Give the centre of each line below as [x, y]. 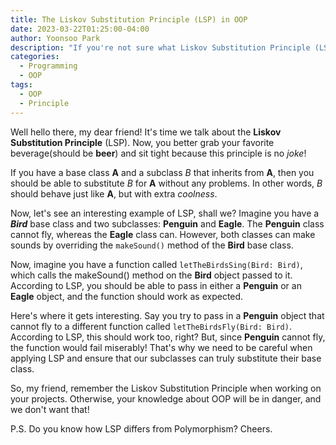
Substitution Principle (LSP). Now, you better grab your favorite [142, 142]
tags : [21, 85]
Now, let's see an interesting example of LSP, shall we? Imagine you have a [165, 213]
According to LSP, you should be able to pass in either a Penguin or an [156, 285]
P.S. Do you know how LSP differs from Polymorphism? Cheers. [141, 428]
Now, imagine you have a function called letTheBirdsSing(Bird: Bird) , [156, 264]
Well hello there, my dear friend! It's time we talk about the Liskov [146, 132]
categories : [35, 57]
